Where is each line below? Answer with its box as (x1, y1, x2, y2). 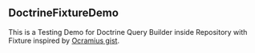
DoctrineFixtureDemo (8, 6, 119, 20)
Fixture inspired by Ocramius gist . (8, 36, 120, 45)
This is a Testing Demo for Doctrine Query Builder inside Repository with (8, 27, 248, 36)
